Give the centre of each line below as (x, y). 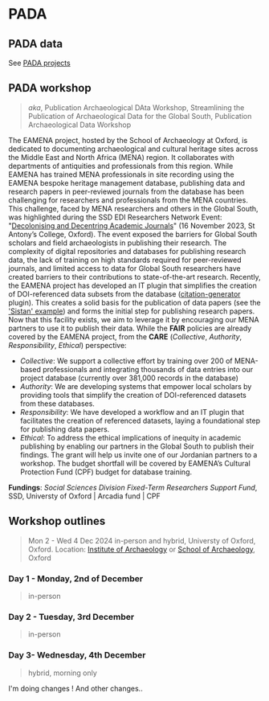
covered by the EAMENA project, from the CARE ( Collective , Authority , (125, 336)
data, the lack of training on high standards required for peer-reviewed (125, 260)
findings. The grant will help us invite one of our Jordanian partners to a (139, 454)
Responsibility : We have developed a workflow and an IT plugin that (132, 412)
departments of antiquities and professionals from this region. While (121, 166)
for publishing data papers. (65, 429)
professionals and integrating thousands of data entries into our (148, 369)
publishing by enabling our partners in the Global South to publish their (137, 446)
